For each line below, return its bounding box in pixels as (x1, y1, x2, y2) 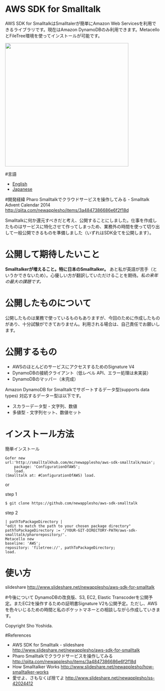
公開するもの (5, 347, 58, 358)
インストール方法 (5, 428, 74, 440)
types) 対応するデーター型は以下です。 (5, 393, 84, 399)
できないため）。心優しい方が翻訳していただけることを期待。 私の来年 (18, 272, 159, 278)
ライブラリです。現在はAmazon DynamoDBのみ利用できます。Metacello (13, 26, 160, 33)
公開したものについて (5, 298, 92, 309)
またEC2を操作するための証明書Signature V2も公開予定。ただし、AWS (13, 600, 158, 606)
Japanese (12, 186, 33, 192)
